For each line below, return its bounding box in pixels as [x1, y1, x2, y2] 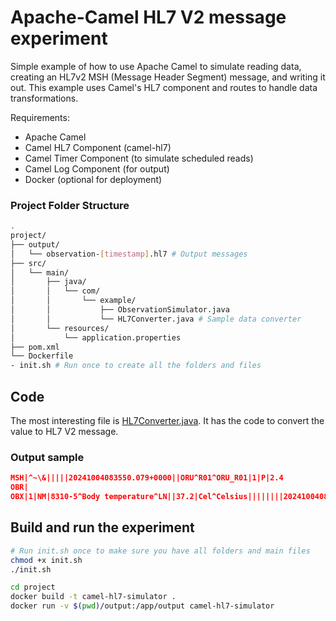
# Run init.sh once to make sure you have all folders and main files [10, 546, 311, 556]
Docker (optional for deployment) [24, 173, 163, 185]
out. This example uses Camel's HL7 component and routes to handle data [10, 81, 318, 93]
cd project [10, 582, 56, 593]
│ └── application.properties [10, 332, 182, 343]
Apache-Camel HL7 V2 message [10, 6, 287, 29]
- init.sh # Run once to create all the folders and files [10, 361, 262, 371]
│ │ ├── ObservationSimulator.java [10, 305, 230, 315]
